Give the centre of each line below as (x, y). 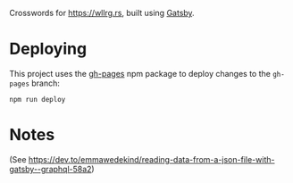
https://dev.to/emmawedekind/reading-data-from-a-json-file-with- (151, 159)
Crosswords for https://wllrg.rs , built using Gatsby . (102, 13)
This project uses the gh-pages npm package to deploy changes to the (140, 73)
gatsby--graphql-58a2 (50, 169)
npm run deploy (38, 99)
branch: (46, 83)
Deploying (48, 49)
